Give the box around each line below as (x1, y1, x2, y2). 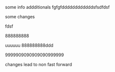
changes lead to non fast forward (5, 62, 72, 67)
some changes (5, 14, 35, 19)
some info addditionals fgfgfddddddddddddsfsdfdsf (5, 4, 110, 10)
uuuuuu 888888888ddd (5, 42, 54, 48)
